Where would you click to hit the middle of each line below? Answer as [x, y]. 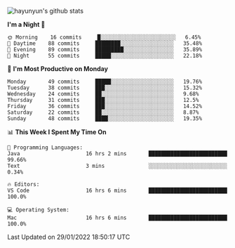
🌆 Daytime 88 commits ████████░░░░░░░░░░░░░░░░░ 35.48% [105, 44]
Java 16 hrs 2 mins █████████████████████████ [117, 154]
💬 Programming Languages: [45, 148]
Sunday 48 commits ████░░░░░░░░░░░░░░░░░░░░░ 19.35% [105, 119]
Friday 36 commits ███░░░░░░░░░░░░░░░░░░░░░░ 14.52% [105, 106]
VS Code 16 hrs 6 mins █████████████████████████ [117, 190]
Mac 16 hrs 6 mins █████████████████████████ [117, 218]
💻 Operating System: [39, 210]
